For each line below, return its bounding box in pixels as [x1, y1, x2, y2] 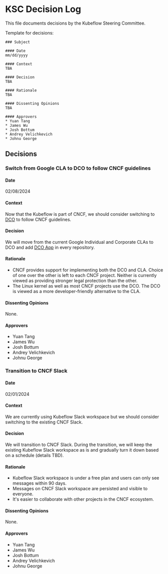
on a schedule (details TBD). [5, 453, 64, 458]
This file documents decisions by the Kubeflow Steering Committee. [5, 20, 146, 26]
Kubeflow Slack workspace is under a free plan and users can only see [12, 475, 159, 481]
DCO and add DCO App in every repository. [5, 244, 95, 250]
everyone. [12, 491, 34, 497]
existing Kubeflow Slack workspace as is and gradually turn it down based [5, 447, 159, 453]
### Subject [5, 39, 30, 45]
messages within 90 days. [12, 480, 67, 486]
